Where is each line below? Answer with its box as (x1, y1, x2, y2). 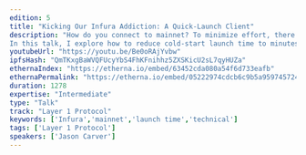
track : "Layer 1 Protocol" (9, 107, 112, 116)
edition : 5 (9, 13, 51, 23)
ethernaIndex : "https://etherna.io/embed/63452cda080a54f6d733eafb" (9, 65, 275, 74)
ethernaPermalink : (9, 73, 79, 82)
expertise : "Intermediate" (9, 89, 112, 98)
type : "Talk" (9, 98, 59, 108)
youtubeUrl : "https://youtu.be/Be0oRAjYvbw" (9, 47, 181, 57)
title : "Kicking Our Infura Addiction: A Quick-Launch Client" (9, 22, 255, 31)
